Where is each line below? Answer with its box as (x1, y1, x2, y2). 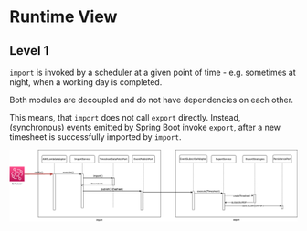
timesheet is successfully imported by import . (9, 131, 182, 142)
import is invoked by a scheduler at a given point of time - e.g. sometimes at (9, 67, 297, 78)
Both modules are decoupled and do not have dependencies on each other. (9, 94, 294, 105)
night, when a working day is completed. (9, 77, 163, 88)
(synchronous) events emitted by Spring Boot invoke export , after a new (9, 121, 281, 132)
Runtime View (9, 6, 118, 27)
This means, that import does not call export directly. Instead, (9, 112, 241, 122)
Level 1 (9, 43, 49, 58)
